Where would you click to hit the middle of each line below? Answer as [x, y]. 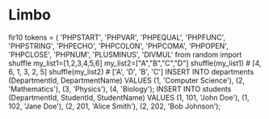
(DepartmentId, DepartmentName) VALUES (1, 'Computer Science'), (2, [126, 80]
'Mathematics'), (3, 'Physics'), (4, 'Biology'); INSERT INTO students [120, 89]
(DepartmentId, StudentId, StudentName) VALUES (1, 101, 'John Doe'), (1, [129, 97]
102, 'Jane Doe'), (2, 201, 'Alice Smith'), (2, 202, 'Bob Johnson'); [115, 106]
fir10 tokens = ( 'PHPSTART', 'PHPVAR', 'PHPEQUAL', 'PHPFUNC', [117, 37]
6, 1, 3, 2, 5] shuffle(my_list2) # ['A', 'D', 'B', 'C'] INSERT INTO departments [131, 71]
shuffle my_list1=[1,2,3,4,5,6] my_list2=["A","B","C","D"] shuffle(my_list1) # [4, [135, 63]
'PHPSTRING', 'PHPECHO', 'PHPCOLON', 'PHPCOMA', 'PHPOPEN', [118, 45]
